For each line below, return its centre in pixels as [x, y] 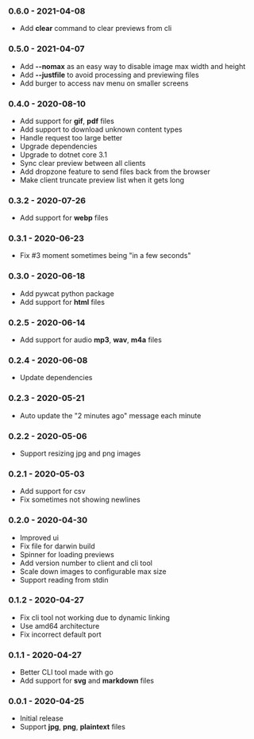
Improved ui [39, 537]
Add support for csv [52, 491]
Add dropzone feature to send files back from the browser [115, 171]
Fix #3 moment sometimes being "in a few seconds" [105, 256]
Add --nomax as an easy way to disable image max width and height [133, 66]
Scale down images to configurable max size [93, 571]
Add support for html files [62, 302]
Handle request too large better [71, 137]
